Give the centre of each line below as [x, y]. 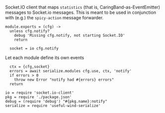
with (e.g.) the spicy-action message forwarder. [55, 18]
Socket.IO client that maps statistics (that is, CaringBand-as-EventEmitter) [82, 7]
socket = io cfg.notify [34, 49]
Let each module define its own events [45, 57]
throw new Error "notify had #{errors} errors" [64, 80]
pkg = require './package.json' [38, 97]
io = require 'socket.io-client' [40, 93]
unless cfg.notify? [30, 31]
